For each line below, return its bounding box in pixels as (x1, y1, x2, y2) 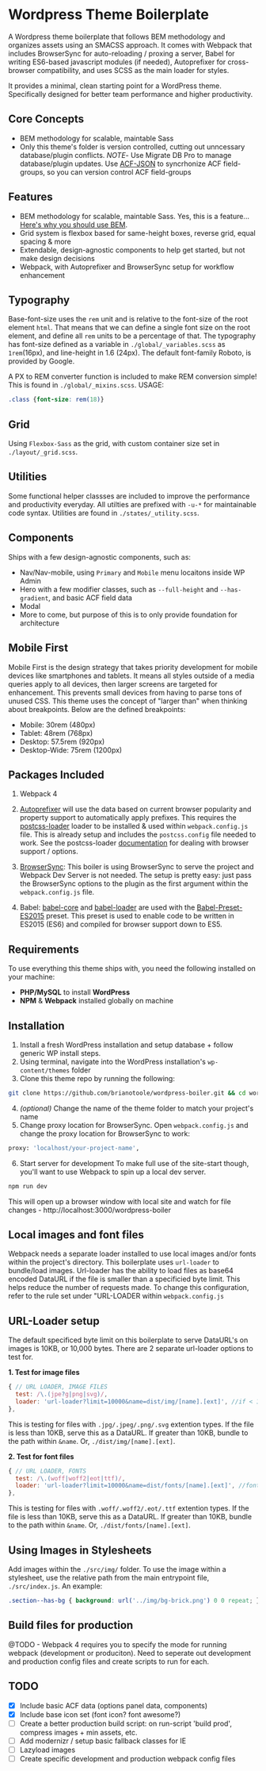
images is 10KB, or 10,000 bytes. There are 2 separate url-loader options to (8, 1344, 253, 1353)
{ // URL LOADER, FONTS (8, 1467, 87, 1475)
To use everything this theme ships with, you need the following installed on (8, 964, 256, 973)
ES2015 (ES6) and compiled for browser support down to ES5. (19, 919, 223, 930)
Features (8, 191, 53, 204)
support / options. (19, 847, 79, 857)
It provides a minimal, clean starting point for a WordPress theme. (8, 81, 222, 90)
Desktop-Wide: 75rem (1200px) (19, 745, 123, 755)
